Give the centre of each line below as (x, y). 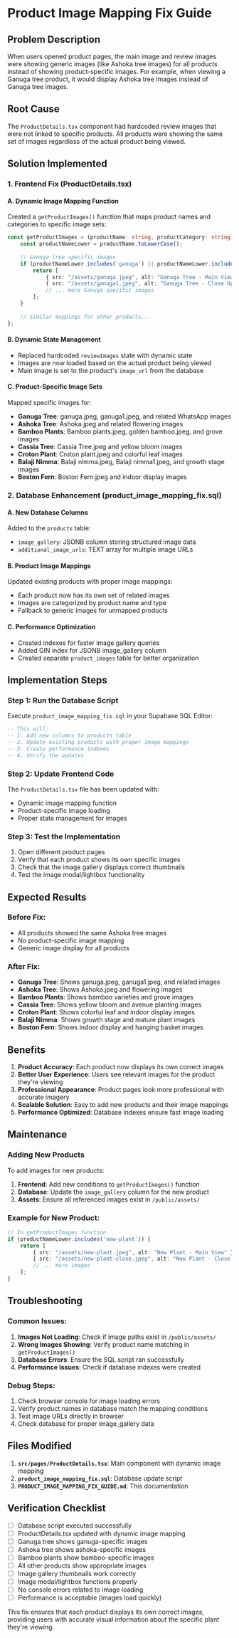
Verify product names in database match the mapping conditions (113, 1408)
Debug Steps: (31, 1385)
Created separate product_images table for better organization (108, 658)
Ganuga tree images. (38, 86)
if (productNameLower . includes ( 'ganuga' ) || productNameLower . (116, 264)
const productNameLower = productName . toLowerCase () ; (101, 244)
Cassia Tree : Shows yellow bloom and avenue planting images (110, 1004)
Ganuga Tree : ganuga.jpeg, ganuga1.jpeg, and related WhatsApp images (124, 416)
